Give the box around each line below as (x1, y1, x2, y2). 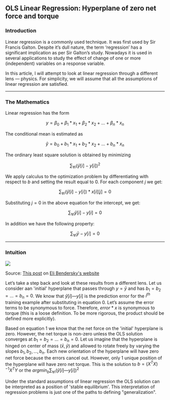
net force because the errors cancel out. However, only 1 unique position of (5, 355, 162, 361)
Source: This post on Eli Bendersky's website (5, 270, 100, 276)
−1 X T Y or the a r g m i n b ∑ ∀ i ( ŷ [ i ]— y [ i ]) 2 (5, 366, 79, 375)
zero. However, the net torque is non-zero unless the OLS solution (5, 330, 143, 337)
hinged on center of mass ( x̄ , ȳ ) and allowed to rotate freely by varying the (5, 343, 160, 349)
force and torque (5, 12, 59, 21)
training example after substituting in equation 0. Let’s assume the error (5, 299, 154, 305)
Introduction (5, 27, 36, 35)
